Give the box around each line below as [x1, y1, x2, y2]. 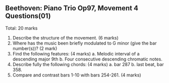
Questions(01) [5, 12, 51, 20]
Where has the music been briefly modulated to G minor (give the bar [12, 40, 157, 46]
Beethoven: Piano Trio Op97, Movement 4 [5, 4, 139, 12]
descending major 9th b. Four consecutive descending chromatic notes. [12, 56, 162, 62]
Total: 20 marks [5, 25, 38, 31]
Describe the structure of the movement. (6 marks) [12, 34, 119, 40]
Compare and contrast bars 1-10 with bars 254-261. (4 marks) [12, 72, 141, 78]
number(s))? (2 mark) [12, 45, 58, 51]
